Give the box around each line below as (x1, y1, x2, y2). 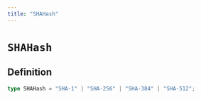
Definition (7, 66, 52, 78)
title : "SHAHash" (7, 10, 59, 18)
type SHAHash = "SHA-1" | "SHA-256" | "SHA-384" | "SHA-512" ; (7, 85, 195, 92)
